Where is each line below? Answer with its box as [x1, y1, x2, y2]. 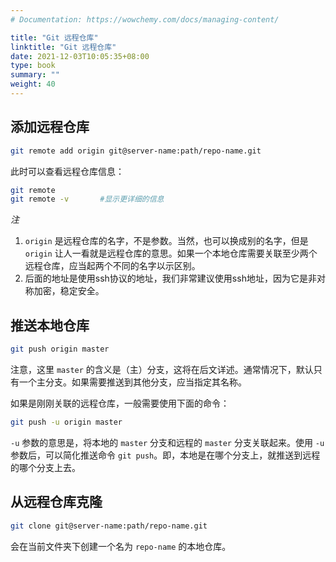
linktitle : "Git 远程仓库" [10, 42, 117, 52]
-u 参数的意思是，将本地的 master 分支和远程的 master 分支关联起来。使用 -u [10, 436, 325, 448]
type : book [10, 61, 56, 71]
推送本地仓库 [10, 317, 90, 334]
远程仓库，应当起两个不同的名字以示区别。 [24, 260, 201, 272]
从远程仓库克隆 [10, 494, 103, 511]
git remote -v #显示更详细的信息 [10, 194, 165, 205]
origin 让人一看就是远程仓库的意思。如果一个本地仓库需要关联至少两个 [24, 247, 318, 260]
